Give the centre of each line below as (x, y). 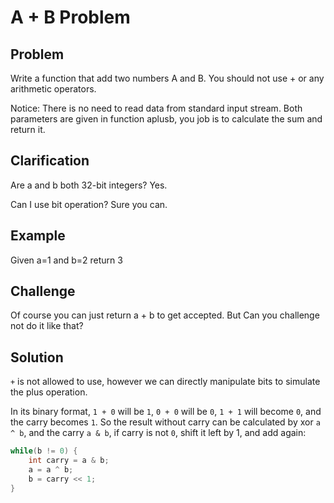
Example (38, 236)
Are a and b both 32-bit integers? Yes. (89, 185)
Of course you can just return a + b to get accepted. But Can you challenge (165, 315)
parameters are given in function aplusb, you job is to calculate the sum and (166, 119)
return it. (28, 129)
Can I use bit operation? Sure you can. (89, 204)
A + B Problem (70, 17)
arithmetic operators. (53, 89)
